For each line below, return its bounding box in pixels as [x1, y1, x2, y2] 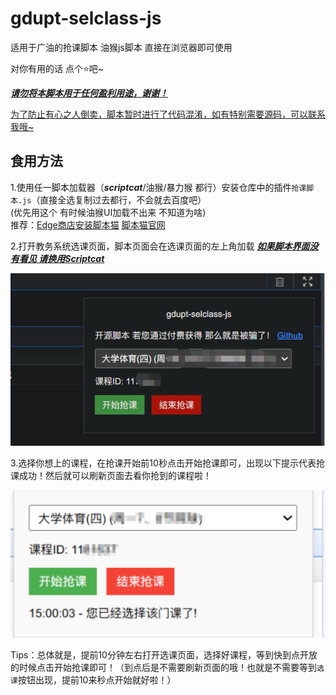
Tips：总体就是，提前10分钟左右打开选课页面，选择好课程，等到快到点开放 [10, 649, 318, 661]
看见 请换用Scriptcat [18, 252, 105, 264]
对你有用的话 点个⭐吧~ [10, 62, 105, 74]
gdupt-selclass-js [10, 7, 162, 30]
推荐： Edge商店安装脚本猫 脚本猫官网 [10, 218, 166, 231]
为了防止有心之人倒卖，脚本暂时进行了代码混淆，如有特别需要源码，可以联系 [10, 108, 326, 120]
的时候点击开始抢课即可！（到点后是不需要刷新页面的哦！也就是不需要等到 [10, 662, 317, 674]
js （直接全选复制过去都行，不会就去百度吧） [22, 193, 207, 206]
